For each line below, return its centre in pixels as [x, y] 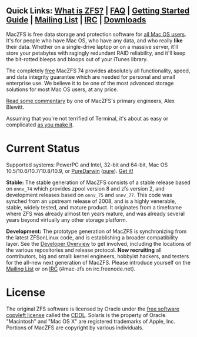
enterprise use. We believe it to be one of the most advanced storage [90, 83]
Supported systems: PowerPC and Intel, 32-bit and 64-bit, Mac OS [87, 165]
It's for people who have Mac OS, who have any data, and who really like [95, 40]
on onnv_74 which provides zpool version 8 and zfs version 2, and [85, 188]
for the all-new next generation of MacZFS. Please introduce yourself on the [98, 262]
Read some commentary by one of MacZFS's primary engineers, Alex [91, 101]
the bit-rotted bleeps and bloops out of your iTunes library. [77, 59]
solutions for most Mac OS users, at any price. [62, 89]
